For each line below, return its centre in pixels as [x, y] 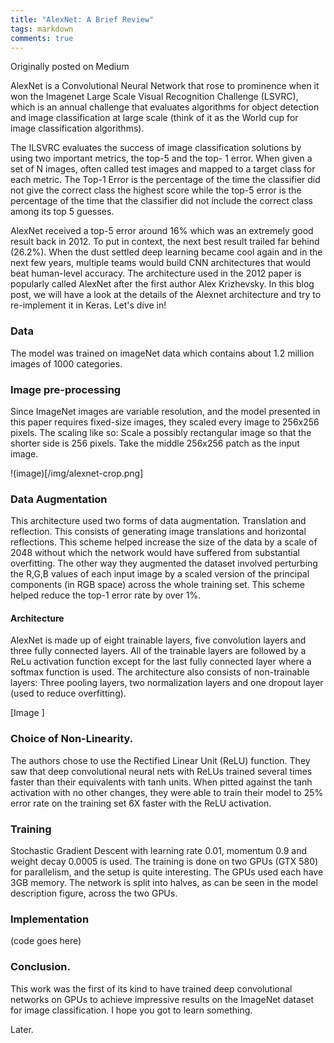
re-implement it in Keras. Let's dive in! [88, 305]
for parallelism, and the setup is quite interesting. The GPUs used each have [167, 872]
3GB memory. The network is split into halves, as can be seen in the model [164, 883]
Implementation [50, 919]
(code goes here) [46, 941]
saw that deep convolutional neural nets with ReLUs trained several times [161, 771]
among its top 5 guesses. [62, 212]
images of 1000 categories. [66, 363]
